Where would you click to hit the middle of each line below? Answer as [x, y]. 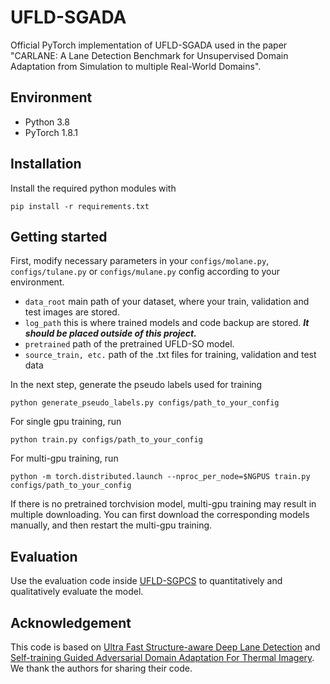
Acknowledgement [71, 622]
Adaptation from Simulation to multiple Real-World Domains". [136, 66]
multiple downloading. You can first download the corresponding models [160, 515]
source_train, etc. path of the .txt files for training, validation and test [170, 355]
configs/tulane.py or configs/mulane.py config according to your [145, 272]
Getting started [59, 236]
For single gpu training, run [66, 422]
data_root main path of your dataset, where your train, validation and [167, 302]
